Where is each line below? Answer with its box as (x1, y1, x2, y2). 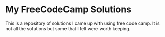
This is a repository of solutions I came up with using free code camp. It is (5, 20, 160, 26)
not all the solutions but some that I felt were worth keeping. (5, 25, 131, 31)
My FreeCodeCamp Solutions (5, 4, 132, 15)
